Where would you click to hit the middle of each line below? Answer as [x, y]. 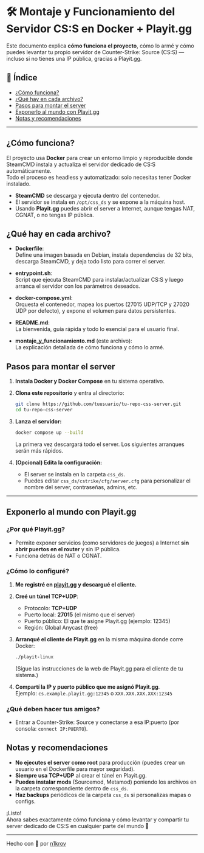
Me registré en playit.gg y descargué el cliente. [76, 584]
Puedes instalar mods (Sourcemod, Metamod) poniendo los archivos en [106, 782]
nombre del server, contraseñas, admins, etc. [81, 487]
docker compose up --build [49, 433]
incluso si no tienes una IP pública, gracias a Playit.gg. [74, 58]
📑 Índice [22, 78]
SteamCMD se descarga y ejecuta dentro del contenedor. [87, 195]
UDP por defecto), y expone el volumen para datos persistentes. [95, 311]
